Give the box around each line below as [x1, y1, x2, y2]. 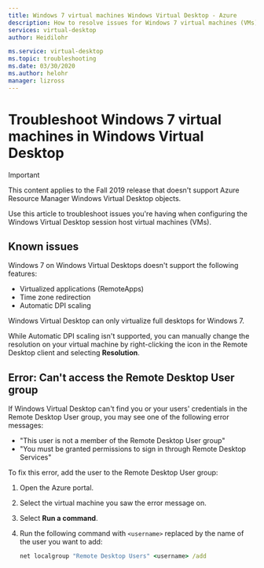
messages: [8, 421, 44, 431]
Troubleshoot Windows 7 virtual [8, 111, 222, 128]
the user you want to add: [19, 537, 103, 547]
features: [8, 269, 38, 279]
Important [8, 170, 40, 179]
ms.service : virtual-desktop [8, 48, 104, 56]
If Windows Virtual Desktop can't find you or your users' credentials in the [8, 404, 247, 413]
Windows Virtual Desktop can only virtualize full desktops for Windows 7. [8, 316, 245, 326]
